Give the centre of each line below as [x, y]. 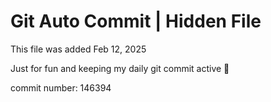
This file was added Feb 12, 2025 [78, 49]
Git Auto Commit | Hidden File [136, 21]
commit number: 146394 [61, 87]
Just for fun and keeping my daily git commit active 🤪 [120, 68]
